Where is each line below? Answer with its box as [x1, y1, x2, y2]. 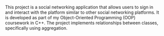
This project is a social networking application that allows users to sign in [5, 4, 154, 10]
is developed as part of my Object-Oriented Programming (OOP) [5, 15, 136, 20]
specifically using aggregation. [5, 25, 67, 31]
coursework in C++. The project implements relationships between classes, [5, 20, 159, 26]
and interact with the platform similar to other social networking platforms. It [5, 9, 159, 15]
